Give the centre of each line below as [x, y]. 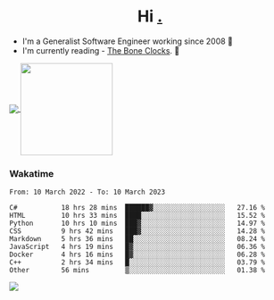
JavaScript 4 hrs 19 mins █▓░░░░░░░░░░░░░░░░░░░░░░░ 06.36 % [137, 247]
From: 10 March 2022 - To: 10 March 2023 [87, 192]
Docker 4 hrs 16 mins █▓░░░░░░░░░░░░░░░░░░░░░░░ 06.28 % [137, 255]
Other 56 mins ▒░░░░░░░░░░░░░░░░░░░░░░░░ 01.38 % [137, 271]
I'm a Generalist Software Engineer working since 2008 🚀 [128, 41]
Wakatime [32, 173]
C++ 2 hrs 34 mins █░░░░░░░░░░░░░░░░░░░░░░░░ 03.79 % [137, 262]
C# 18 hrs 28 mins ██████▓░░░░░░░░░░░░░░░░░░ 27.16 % [137, 208]
